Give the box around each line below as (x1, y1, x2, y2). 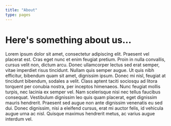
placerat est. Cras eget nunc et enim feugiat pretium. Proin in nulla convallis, (5, 57, 166, 63)
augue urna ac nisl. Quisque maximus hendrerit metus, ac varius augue (5, 111, 155, 117)
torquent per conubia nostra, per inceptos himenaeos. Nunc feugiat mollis (5, 84, 161, 90)
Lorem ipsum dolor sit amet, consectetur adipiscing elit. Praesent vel (5, 51, 150, 57)
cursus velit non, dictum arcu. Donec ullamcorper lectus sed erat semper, (5, 62, 160, 68)
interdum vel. (5, 116, 33, 122)
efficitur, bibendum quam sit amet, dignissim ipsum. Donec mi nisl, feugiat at (5, 72, 166, 79)
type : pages (5, 12, 31, 17)
